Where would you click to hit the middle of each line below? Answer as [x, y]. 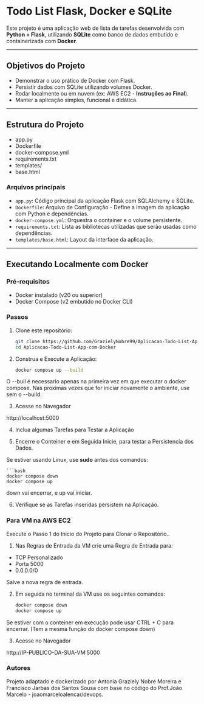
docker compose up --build [49, 370]
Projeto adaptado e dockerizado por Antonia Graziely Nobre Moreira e [94, 681]
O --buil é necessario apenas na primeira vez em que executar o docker [96, 382]
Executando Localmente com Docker [77, 264]
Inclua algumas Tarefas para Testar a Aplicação [75, 430]
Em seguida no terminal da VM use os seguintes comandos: [90, 594]
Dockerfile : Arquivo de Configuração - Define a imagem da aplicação [102, 207]
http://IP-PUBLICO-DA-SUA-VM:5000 [53, 652]
